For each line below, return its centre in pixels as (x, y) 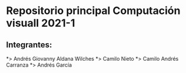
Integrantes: (29, 45)
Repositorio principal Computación (93, 11)
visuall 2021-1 (41, 23)
